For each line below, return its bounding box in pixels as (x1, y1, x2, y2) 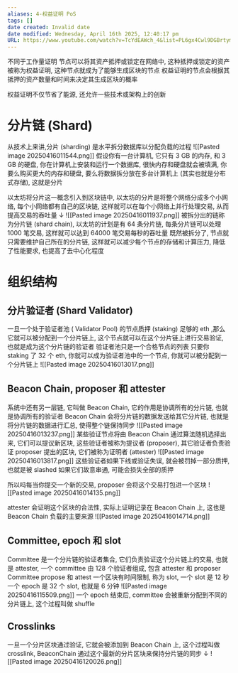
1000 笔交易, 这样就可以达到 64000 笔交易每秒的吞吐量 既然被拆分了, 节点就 (7, 229, 229, 237)
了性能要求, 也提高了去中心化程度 (7, 247, 104, 255)
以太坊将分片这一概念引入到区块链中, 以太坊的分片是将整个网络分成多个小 (7, 193, 222, 202)
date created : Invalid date (7, 23, 91, 31)
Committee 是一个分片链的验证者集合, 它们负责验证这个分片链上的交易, (7, 555, 214, 564)
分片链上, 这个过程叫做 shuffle (7, 599, 96, 608)
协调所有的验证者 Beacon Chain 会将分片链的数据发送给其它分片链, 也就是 (13, 411, 229, 420)
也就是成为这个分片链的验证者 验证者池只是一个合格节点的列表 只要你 (7, 343, 210, 351)
